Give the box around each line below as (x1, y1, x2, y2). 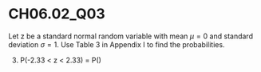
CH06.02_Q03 (8, 5, 105, 23)
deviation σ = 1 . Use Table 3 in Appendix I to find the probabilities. (8, 39, 225, 49)
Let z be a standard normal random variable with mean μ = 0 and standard (8, 31, 254, 41)
